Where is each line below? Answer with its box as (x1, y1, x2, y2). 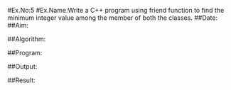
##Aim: (7, 21, 29, 29)
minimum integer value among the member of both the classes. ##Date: (7, 13, 218, 22)
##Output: (7, 62, 38, 70)
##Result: (7, 76, 36, 84)
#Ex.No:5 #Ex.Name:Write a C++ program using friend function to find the (7, 6, 225, 14)
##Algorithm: (7, 35, 46, 43)
